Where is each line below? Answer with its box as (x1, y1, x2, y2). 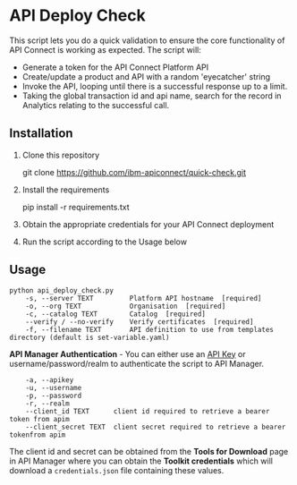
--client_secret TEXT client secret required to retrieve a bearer (25, 422, 286, 431)
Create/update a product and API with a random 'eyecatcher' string (21, 71, 271, 81)
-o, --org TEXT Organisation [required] (25, 302, 226, 311)
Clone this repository (21, 149, 100, 160)
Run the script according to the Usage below (21, 236, 188, 247)
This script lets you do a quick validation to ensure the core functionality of (9, 35, 285, 46)
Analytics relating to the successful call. (21, 99, 170, 110)
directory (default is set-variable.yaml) (9, 333, 170, 342)
